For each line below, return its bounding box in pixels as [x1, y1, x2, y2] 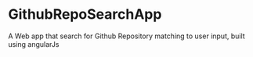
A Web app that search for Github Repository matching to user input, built [8, 31, 245, 41]
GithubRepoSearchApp [8, 5, 162, 23]
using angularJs [8, 39, 60, 48]
